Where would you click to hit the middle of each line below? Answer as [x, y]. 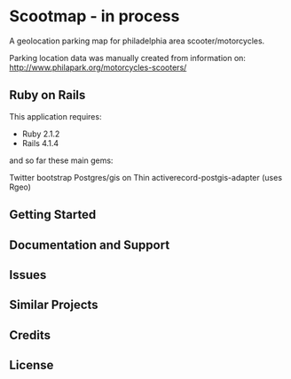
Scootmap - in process [94, 16]
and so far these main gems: [61, 160]
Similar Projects [54, 305]
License [31, 365]
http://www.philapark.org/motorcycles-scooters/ [98, 67]
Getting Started [53, 215]
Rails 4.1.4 [40, 143]
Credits [30, 335]
